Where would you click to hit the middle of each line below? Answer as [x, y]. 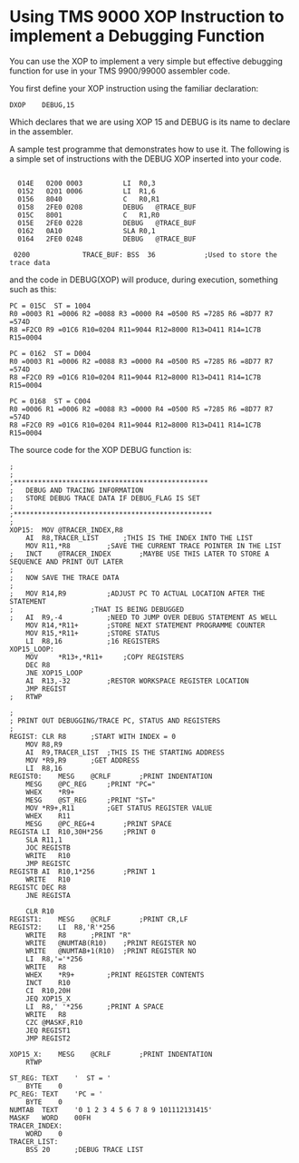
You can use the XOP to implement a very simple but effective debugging [146, 61]
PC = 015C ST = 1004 [50, 306]
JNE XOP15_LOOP [54, 673]
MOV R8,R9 [44, 744]
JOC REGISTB [48, 848]
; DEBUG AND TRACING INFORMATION [77, 490]
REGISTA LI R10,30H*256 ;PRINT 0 [82, 832]
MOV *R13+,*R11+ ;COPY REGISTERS [105, 657]
